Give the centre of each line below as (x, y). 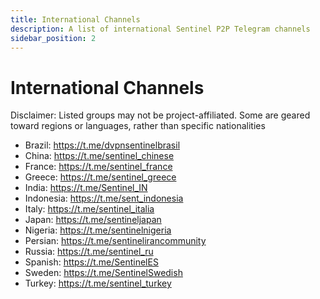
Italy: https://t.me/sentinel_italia (89, 209)
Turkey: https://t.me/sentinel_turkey (98, 283)
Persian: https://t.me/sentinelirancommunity (115, 241)
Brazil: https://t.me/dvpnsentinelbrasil (102, 145)
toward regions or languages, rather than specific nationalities (138, 126)
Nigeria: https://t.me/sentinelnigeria (98, 230)
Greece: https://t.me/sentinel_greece (100, 177)
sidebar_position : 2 (53, 38)
